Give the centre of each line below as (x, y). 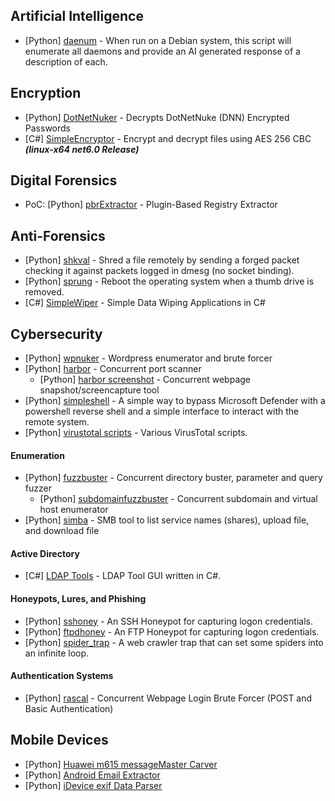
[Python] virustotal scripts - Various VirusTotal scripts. (136, 433)
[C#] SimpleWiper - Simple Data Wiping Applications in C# (145, 303)
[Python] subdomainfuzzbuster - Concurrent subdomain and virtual (178, 499)
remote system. (57, 422)
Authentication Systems (62, 676)
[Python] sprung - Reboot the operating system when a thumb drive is (169, 281)
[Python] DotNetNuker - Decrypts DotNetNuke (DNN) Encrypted (157, 117)
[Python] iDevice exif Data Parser (93, 785)
